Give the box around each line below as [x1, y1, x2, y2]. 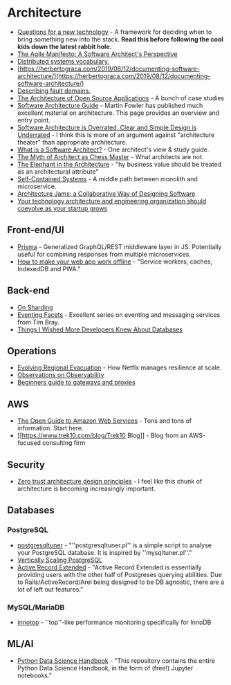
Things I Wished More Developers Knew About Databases [17, 325, 183, 334]
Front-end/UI [7, 224, 64, 236]
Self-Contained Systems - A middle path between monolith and [17, 174, 198, 183]
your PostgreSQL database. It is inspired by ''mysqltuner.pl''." [17, 548, 192, 556]
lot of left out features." [17, 585, 84, 593]
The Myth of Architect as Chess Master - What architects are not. [17, 152, 204, 161]
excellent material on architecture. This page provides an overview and [17, 109, 220, 117]
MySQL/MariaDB [7, 602, 65, 612]
